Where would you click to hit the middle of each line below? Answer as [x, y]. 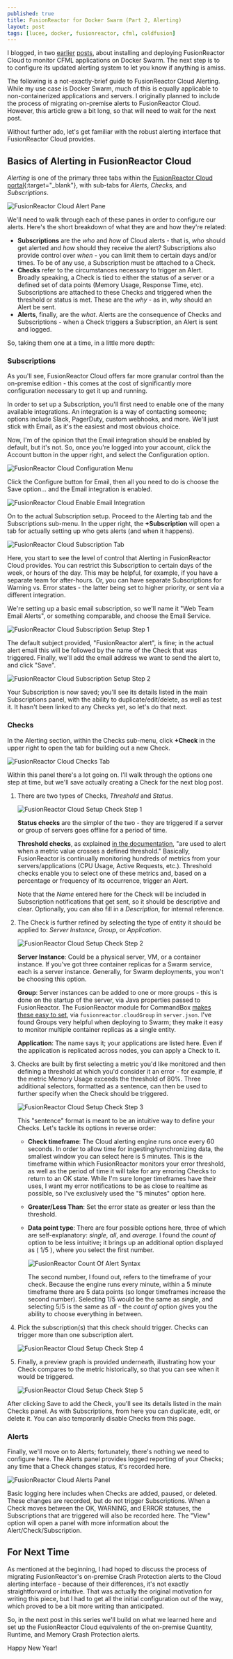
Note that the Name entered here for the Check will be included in [112, 894]
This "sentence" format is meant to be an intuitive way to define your [116, 1120]
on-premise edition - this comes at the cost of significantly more [99, 383]
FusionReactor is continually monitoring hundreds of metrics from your [119, 858]
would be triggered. [46, 1376]
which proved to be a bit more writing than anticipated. [86, 1606]
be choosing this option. [52, 979]
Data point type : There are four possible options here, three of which [127, 1228]
